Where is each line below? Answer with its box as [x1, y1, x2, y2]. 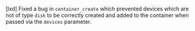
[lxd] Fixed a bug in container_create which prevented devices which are [5, 5, 189, 12]
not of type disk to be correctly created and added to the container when [5, 12, 189, 19]
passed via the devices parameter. [5, 18, 92, 25]
